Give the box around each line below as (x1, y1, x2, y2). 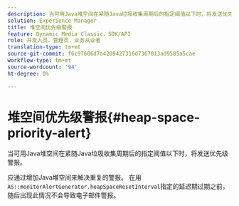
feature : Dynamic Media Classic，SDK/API (7, 30, 131, 38)
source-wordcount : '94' (7, 63, 78, 71)
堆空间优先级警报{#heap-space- (7, 109, 201, 125)
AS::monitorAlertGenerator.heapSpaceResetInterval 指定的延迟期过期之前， (7, 182, 229, 191)
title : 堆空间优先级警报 (7, 24, 73, 31)
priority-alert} (7, 125, 92, 141)
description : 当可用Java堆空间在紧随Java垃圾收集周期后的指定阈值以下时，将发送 (7, 10, 223, 18)
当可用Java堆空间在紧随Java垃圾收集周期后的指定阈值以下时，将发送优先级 (7, 149, 229, 158)
